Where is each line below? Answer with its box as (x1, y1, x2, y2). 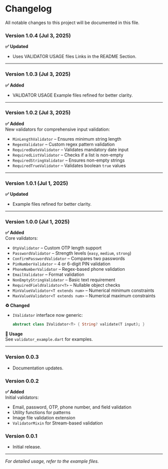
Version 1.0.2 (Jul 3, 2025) (5, 109, 71, 116)
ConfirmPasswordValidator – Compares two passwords (12, 256, 125, 262)
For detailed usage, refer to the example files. (5, 458, 99, 464)
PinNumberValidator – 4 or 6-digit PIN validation (12, 261, 111, 267)
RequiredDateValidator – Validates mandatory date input (12, 146, 129, 153)
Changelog (5, 3, 52, 15)
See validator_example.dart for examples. (5, 336, 93, 342)
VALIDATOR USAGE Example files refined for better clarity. (12, 92, 133, 98)
